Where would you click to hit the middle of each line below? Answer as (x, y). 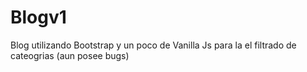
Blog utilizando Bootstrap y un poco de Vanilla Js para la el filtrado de (153, 45)
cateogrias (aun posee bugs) (70, 55)
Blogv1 (38, 17)
